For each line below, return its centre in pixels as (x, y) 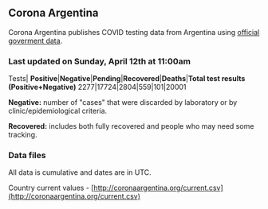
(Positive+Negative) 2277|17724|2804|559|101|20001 (97, 87)
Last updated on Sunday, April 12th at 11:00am (100, 61)
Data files (27, 156)
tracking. (23, 135)
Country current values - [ (51, 188)
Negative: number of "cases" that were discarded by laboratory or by (123, 103)
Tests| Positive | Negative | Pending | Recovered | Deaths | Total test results (127, 79)
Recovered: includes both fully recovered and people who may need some (131, 126)
